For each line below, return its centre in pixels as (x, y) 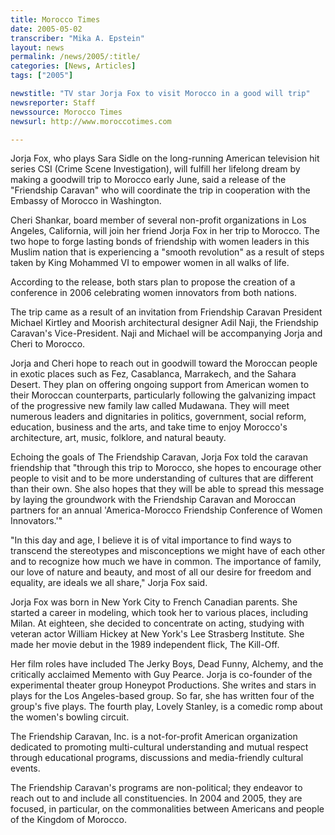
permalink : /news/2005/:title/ (75, 57)
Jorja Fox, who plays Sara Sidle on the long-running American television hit (165, 158)
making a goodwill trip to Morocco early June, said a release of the (148, 180)
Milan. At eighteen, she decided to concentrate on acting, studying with (157, 623)
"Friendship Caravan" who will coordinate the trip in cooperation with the (160, 190)
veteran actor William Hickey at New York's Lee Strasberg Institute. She (157, 634)
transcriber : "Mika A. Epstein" (77, 38)
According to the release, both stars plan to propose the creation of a (153, 282)
